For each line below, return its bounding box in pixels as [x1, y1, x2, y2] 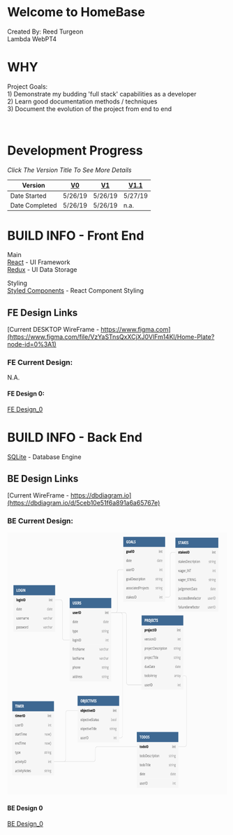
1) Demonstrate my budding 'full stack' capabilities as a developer [7, 89, 197, 98]
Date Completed [10, 201, 57, 210]
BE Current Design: [7, 516, 73, 526]
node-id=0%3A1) [7, 340, 57, 349]
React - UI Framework [7, 258, 70, 266]
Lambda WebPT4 [7, 34, 57, 43]
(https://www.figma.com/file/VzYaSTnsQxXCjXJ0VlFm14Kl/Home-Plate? [7, 333, 215, 341]
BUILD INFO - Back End [7, 429, 143, 445]
